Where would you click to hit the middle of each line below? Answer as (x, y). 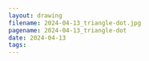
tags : (17, 45)
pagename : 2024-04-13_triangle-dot (68, 30)
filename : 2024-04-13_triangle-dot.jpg (75, 23)
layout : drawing (35, 15)
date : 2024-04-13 (37, 38)
